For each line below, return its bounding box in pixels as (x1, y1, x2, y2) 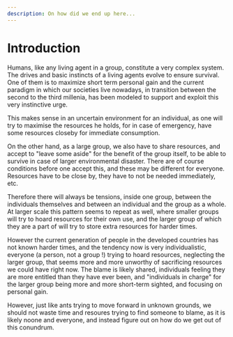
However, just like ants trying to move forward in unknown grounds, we (7, 301, 211, 309)
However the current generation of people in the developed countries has (7, 235, 219, 244)
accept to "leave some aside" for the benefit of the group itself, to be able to (7, 149, 227, 157)
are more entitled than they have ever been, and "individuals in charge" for (7, 272, 222, 281)
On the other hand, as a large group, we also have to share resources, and (7, 142, 221, 150)
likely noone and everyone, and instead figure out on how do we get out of (7, 315, 222, 324)
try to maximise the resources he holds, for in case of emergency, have (7, 121, 212, 130)
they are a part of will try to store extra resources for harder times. (7, 222, 197, 230)
